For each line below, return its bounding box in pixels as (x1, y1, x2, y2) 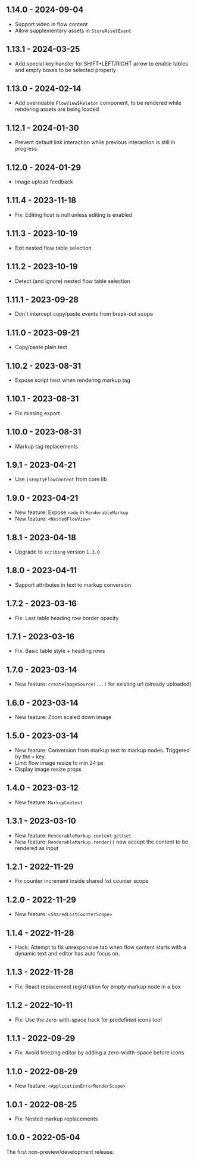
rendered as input (14, 844, 58, 851)
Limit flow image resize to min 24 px (14, 759, 104, 766)
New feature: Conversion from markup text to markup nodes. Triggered (14, 746, 190, 754)
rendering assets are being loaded (14, 105, 99, 113)
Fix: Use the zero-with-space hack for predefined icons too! (14, 1016, 162, 1023)
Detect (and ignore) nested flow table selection (14, 277, 131, 285)
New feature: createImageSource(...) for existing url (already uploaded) (14, 680, 192, 687)
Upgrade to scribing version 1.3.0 (14, 548, 100, 555)
